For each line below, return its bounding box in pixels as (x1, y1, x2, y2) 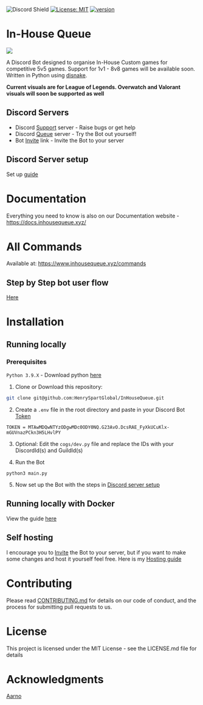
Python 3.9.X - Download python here (6, 372, 101, 379)
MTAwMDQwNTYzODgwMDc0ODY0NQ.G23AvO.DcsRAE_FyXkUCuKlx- (28, 424, 170, 430)
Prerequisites (6, 357, 47, 366)
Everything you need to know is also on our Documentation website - (6, 212, 179, 219)
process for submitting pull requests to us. (6, 603, 112, 611)
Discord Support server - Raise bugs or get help (15, 124, 136, 131)
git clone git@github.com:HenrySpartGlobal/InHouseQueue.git (6, 395, 165, 402)
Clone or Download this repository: (15, 383, 103, 391)
